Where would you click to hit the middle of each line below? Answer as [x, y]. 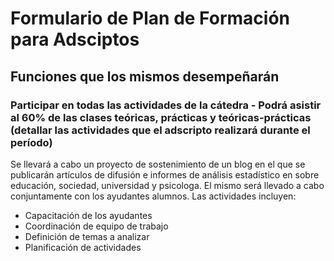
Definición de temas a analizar [87, 236]
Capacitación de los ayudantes [88, 215]
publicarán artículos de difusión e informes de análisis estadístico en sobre [165, 174]
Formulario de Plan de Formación [150, 18]
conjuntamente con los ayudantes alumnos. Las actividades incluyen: [153, 196]
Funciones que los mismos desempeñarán [145, 76]
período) [31, 142]
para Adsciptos [75, 39]
